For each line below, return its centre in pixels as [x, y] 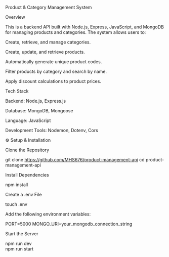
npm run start [19, 249]
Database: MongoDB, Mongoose [39, 111]
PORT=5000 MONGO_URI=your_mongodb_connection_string [69, 224]
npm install [17, 185]
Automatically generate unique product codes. [54, 62]
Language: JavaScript [28, 120]
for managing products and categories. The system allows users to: [76, 32]
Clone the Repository [27, 150]
